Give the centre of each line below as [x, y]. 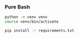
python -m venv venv [26, 17]
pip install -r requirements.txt [39, 31]
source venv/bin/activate [31, 22]
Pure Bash [17, 7]
